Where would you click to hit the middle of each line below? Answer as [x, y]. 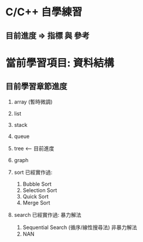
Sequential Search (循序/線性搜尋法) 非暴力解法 [80, 227]
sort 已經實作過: [33, 172]
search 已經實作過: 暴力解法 [47, 214]
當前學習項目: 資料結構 [60, 63]
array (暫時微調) [33, 102]
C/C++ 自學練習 [44, 12]
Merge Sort [36, 203]
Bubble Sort [37, 184]
